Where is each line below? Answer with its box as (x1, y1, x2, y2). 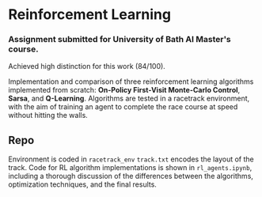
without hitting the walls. (8, 111, 89, 120)
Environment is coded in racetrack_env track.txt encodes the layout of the (8, 154, 255, 164)
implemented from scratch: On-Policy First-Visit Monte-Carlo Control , (8, 85, 241, 95)
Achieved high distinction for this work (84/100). (8, 62, 166, 71)
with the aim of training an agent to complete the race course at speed (8, 102, 238, 112)
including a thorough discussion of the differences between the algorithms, (8, 172, 253, 181)
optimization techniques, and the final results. (8, 180, 157, 189)
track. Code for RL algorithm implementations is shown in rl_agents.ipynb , (8, 163, 253, 172)
